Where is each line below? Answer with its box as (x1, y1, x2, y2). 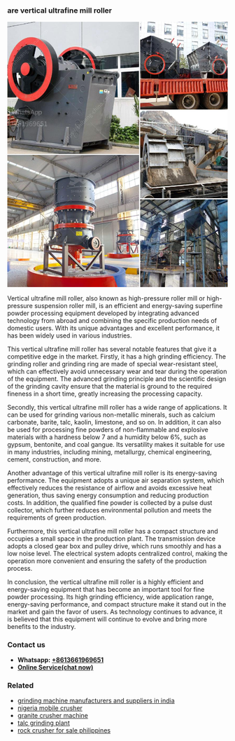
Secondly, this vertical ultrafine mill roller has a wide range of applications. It (7, 403, 227, 411)
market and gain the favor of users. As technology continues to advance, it (7, 607, 222, 616)
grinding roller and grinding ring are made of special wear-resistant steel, (7, 359, 218, 368)
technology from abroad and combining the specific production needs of (7, 316, 218, 324)
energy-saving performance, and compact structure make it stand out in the (7, 600, 227, 608)
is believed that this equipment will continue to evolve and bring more (7, 615, 208, 623)
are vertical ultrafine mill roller (7, 6, 112, 15)
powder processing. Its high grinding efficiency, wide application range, (7, 593, 214, 601)
